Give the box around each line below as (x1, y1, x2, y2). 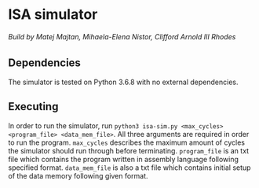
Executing (8, 100, 59, 113)
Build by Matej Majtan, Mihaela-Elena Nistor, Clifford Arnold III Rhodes (8, 31, 236, 41)
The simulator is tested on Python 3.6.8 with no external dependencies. (8, 77, 239, 87)
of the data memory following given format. (8, 171, 148, 180)
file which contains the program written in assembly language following (8, 154, 239, 164)
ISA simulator (8, 6, 98, 24)
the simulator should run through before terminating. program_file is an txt (8, 146, 250, 155)
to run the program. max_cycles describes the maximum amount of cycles (8, 138, 246, 147)
